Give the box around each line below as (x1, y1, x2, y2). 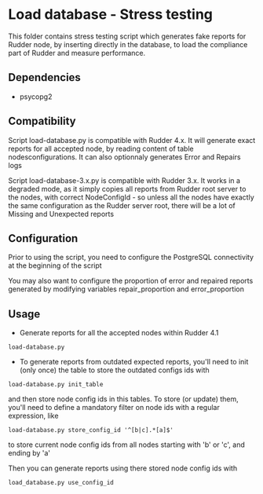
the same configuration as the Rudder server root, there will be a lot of (8, 200, 236, 210)
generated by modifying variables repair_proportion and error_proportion (8, 284, 245, 294)
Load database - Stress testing (8, 5, 214, 24)
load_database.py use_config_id (8, 479, 114, 487)
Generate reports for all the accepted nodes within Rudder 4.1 (19, 328, 219, 338)
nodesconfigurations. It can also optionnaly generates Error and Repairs (8, 152, 241, 162)
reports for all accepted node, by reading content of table (8, 144, 194, 153)
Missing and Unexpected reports (8, 209, 115, 218)
